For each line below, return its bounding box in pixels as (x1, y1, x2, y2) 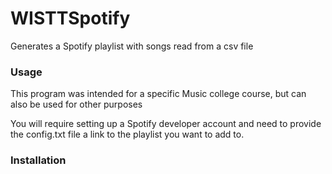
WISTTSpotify (10, 7, 131, 30)
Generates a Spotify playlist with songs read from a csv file (10, 40, 254, 52)
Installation (10, 153, 67, 167)
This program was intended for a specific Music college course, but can (10, 88, 307, 100)
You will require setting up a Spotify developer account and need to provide (10, 118, 322, 130)
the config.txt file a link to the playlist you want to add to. (10, 128, 245, 141)
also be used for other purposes (10, 98, 143, 111)
